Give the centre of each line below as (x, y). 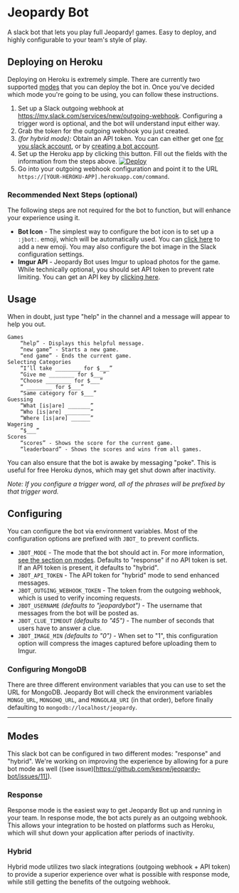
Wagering (20, 424)
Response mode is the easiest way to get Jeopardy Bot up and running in (115, 810)
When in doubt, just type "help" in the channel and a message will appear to (119, 316)
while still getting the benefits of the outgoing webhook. (89, 882)
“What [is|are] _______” (57, 406)
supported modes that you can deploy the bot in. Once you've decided (111, 87)
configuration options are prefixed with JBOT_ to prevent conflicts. (103, 538)
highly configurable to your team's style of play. (77, 39)
